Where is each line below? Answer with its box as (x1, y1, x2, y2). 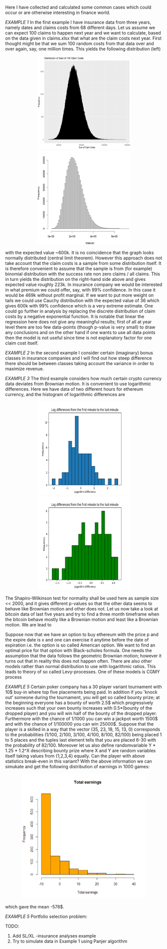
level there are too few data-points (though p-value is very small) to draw (5, 324, 156, 330)
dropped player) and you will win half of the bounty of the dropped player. (5, 711, 157, 716)
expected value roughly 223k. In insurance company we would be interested (5, 281, 163, 287)
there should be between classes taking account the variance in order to (5, 361, 155, 366)
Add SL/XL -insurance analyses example (12, 933, 96, 938)
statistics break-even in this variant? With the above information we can (5, 758, 152, 764)
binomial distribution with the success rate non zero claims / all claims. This (5, 271, 161, 277)
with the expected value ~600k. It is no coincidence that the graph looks (5, 250, 154, 255)
